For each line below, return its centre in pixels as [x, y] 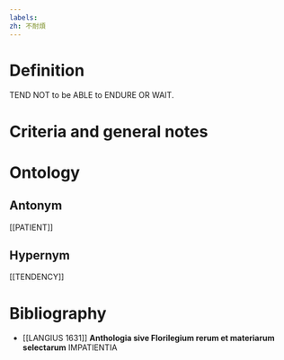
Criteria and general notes [109, 132]
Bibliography [58, 313]
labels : [24, 18]
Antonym [36, 206]
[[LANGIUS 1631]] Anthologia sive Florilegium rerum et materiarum [148, 338]
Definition [47, 70]
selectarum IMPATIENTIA [70, 347]
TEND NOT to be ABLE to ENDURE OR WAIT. [92, 95]
